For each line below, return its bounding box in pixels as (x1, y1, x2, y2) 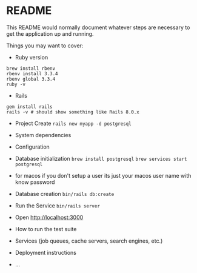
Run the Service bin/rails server (15, 201, 100, 209)
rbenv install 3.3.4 (6, 70, 59, 76)
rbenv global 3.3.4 (6, 76, 56, 82)
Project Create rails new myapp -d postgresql (15, 120, 132, 127)
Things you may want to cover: (6, 42, 84, 49)
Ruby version (15, 53, 48, 61)
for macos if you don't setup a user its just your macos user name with (15, 172, 192, 179)
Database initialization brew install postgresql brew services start (15, 155, 187, 162)
